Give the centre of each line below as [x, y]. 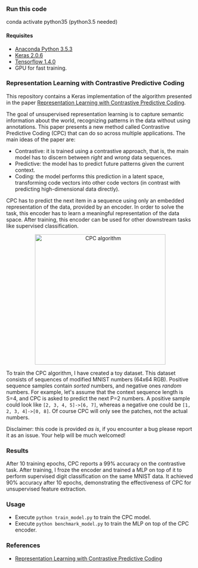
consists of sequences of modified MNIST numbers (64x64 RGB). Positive [98, 379]
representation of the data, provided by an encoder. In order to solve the [95, 207]
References [23, 545]
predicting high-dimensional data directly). [67, 189]
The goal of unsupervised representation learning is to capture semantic [95, 114]
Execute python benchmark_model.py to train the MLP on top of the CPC [102, 524]
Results [17, 451]
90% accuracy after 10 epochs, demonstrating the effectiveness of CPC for [99, 483]
